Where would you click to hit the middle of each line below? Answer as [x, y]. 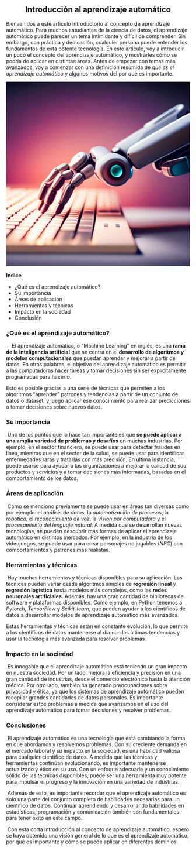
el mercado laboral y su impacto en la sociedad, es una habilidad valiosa [93, 750]
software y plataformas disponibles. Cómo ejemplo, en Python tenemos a [94, 603]
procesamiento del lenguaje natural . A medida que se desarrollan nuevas [94, 525]
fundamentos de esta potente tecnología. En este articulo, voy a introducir [95, 49]
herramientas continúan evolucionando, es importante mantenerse [86, 763]
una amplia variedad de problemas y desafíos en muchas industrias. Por [94, 441]
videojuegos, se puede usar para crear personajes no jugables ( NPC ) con [94, 543]
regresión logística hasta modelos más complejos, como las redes [87, 590]
